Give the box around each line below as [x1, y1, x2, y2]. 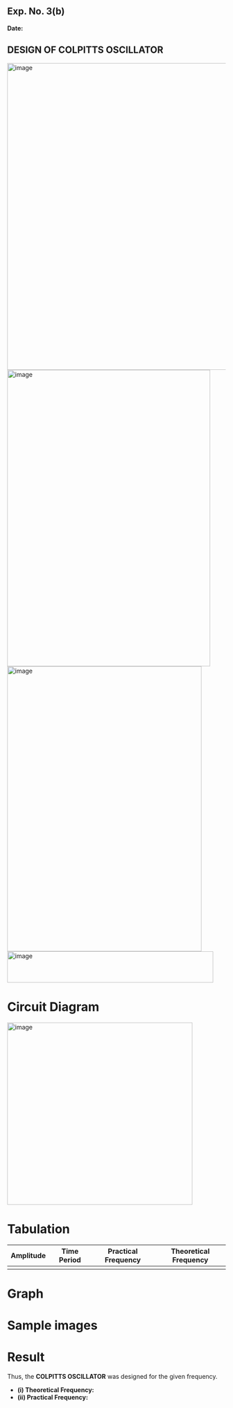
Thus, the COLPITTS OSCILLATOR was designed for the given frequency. [7, 1372, 218, 1380]
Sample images [7, 1317, 98, 1333]
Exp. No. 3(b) [7, 6, 65, 17]
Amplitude [10, 1250, 46, 1260]
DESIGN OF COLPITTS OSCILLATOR [7, 44, 164, 56]
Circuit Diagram [7, 999, 99, 1014]
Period [58, 1255, 81, 1264]
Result [7, 1350, 45, 1365]
